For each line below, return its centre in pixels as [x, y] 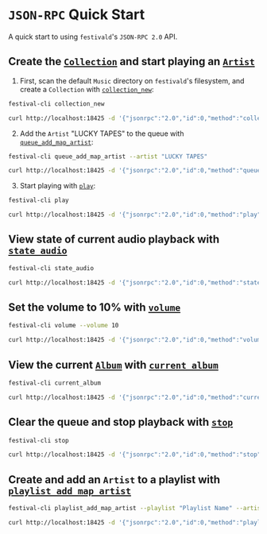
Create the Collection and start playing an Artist [132, 62]
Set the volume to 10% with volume [95, 307]
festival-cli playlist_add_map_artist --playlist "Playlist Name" [120, 509]
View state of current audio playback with [114, 240]
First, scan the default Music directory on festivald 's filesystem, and [132, 80]
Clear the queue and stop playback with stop [121, 422]
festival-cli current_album [55, 383]
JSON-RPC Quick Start [77, 15]
